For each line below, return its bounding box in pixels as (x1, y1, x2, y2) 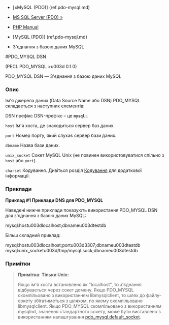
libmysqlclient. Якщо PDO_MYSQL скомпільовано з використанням (17, 303, 162, 309)
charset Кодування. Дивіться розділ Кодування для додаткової (5, 167, 142, 173)
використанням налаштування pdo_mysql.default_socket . (17, 314, 141, 320)
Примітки (5, 260, 30, 267)
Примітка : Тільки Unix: (17, 272, 70, 278)
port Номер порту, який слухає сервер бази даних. (5, 132, 117, 139)
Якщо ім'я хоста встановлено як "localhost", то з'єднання (17, 281, 142, 287)
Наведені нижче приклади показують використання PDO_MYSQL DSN (5, 207, 158, 213)
